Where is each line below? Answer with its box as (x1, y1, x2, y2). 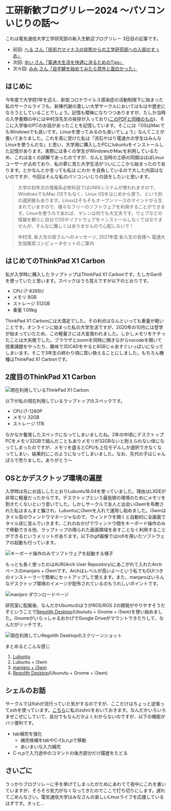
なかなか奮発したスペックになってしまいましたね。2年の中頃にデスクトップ (5, 432, 164, 438)
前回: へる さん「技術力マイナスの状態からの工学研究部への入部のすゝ (12, 46, 160, 52)
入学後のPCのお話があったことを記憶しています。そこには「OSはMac (14, 122, 161, 128)
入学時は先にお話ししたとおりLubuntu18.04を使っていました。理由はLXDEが (5, 488, 166, 495)
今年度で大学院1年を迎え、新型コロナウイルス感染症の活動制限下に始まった (5, 96, 164, 103)
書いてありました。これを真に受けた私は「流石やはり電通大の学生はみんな (5, 135, 162, 141)
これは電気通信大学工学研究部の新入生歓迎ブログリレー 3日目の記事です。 (5, 35, 161, 42)
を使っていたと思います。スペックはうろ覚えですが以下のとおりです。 (5, 277, 152, 283)
